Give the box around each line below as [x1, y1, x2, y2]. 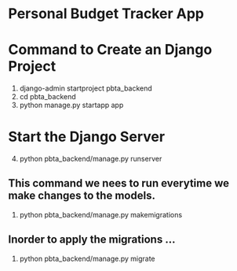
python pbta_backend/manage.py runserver [19, 154, 162, 164]
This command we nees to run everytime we [8, 176, 230, 190]
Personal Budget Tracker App [8, 5, 204, 23]
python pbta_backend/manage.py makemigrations [19, 210, 183, 219]
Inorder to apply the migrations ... [8, 233, 176, 247]
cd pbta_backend [19, 92, 76, 102]
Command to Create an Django [8, 41, 213, 59]
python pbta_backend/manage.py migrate [19, 254, 155, 263]
